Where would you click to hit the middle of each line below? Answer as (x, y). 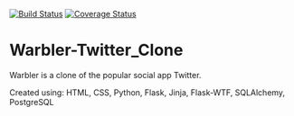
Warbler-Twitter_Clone (96, 50)
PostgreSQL (32, 102)
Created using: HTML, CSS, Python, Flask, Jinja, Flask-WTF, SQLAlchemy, (147, 92)
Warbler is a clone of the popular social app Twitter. (105, 75)
